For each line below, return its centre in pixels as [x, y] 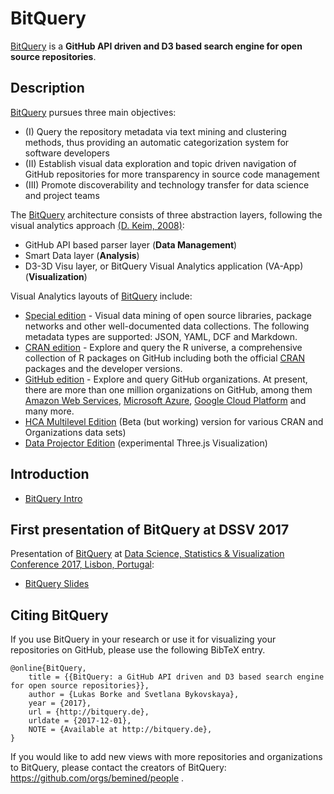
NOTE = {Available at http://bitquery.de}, [120, 730]
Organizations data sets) [75, 432]
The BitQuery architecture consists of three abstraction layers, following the [166, 214]
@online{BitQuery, [48, 668]
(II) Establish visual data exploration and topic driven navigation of [160, 163]
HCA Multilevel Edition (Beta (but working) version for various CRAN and [174, 421]
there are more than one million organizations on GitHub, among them [168, 389]
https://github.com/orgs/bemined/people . [97, 778]
